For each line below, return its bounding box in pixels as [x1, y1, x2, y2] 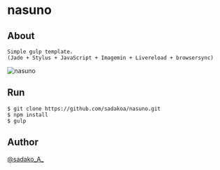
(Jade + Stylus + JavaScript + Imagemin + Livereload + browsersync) [7, 54, 214, 61]
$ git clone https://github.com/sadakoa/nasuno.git [7, 105, 161, 112]
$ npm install [7, 111, 49, 118]
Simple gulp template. [7, 48, 73, 55]
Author [7, 137, 38, 148]
